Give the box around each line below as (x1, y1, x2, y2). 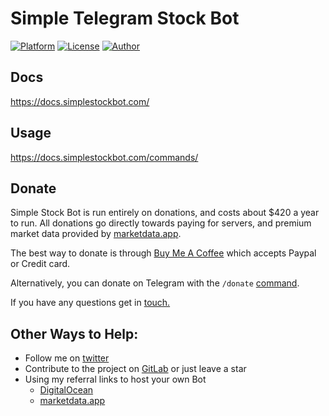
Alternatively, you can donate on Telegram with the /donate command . (10, 277, 300, 289)
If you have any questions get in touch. (10, 297, 171, 309)
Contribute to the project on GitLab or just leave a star (24, 363, 247, 375)
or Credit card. (10, 258, 71, 270)
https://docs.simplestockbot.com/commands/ (10, 151, 199, 163)
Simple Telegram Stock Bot (10, 7, 240, 30)
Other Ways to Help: (10, 325, 139, 342)
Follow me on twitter (24, 352, 110, 364)
